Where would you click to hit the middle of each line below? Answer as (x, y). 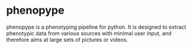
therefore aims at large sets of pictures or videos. (67, 39)
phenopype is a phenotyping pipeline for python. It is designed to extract (96, 27)
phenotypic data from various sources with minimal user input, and (89, 33)
